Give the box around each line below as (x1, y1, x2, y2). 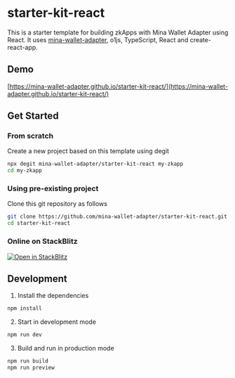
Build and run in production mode (17, 344, 114, 353)
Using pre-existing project (7, 184, 99, 194)
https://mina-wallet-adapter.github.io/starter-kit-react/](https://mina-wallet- (9, 82, 229, 91)
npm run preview (7, 364, 55, 371)
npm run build (7, 358, 49, 365)
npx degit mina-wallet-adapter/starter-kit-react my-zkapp (7, 160, 184, 168)
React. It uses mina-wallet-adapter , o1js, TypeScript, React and (7, 35, 189, 44)
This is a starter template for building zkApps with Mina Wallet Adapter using (7, 28, 229, 37)
